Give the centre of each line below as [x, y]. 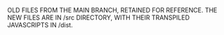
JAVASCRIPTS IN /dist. [40, 25]
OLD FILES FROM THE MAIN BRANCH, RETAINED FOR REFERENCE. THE [112, 10]
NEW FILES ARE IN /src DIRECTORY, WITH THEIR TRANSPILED [99, 17]
